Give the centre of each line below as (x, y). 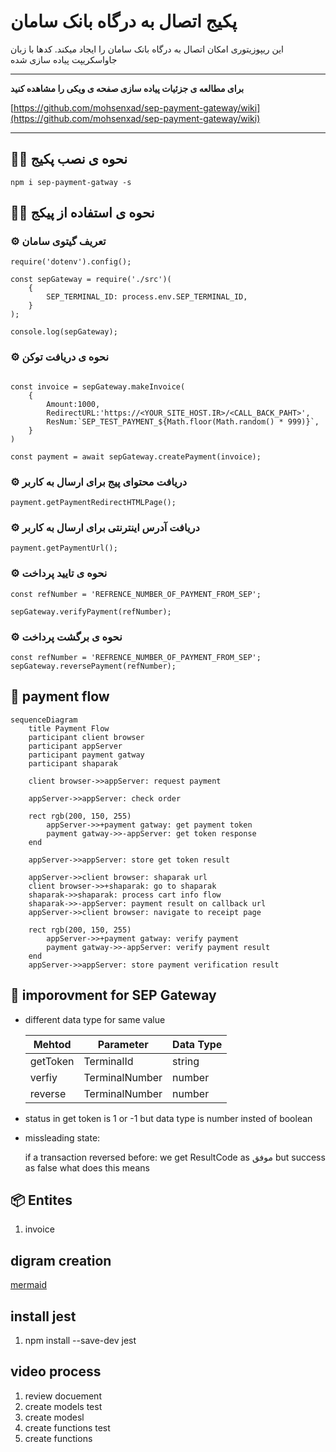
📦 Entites (41, 1200)
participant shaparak (73, 763)
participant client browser (86, 737)
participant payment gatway (86, 755)
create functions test (67, 1427)
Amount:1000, (73, 404)
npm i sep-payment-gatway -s (71, 182)
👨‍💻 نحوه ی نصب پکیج (69, 159)
